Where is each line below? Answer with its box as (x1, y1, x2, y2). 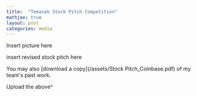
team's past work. (6, 71, 51, 79)
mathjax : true (6, 14, 42, 20)
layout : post (6, 20, 39, 26)
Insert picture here (6, 42, 53, 49)
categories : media (6, 25, 53, 32)
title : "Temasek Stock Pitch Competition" (6, 8, 118, 15)
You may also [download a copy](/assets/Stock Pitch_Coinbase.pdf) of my (6, 65, 192, 73)
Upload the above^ (6, 83, 53, 91)
